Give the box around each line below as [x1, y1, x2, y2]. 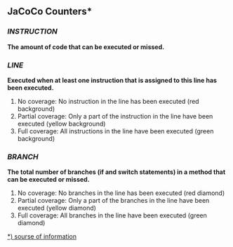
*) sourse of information [7, 232, 77, 241]
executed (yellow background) [17, 119, 106, 128]
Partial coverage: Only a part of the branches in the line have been [17, 196, 210, 205]
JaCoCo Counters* [7, 6, 93, 18]
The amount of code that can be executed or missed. [7, 42, 165, 51]
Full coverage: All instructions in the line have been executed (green [17, 126, 214, 135]
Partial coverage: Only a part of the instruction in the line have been [17, 112, 213, 120]
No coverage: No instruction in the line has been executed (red [17, 97, 199, 105]
